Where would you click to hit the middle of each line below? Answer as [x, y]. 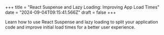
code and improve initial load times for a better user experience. [70, 27]
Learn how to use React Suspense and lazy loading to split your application [82, 22]
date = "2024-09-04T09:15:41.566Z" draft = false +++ [61, 12]
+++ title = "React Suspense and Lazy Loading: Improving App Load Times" [82, 7]
